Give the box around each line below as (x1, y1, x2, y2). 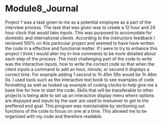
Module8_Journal (5, 3, 79, 14)
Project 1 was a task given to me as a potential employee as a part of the (5, 19, 151, 25)
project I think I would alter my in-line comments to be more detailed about (5, 50, 156, 57)
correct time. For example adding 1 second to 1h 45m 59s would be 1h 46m (5, 71, 157, 77)
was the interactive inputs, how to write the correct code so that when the (5, 61, 155, 67)
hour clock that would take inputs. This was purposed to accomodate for (5, 30, 152, 35)
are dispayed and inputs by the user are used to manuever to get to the (5, 97, 149, 103)
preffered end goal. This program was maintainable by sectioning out (5, 103, 145, 109)
